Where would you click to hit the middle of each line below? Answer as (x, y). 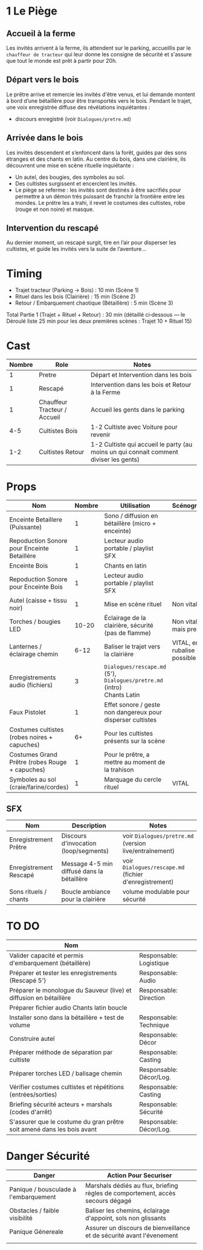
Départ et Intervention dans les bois (141, 375)
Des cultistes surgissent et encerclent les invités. (76, 183)
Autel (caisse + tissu (38, 601)
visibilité (21, 1218)
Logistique (154, 963)
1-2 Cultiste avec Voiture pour (134, 427)
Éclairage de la (125, 618)
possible (184, 658)
